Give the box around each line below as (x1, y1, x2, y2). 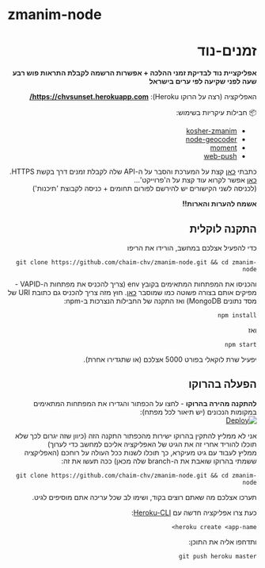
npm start (224, 340, 257, 348)
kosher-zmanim (186, 126, 237, 136)
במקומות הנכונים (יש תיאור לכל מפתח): (140, 407, 257, 416)
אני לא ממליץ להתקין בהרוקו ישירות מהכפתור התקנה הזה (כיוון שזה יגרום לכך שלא (14, 431, 257, 440)
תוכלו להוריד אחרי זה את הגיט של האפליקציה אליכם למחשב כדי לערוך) (47, 439, 257, 449)
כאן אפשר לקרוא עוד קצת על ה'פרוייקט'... (133, 175, 257, 185)
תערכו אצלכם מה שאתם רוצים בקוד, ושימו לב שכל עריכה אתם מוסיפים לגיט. (32, 492, 257, 501)
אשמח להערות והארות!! (182, 199, 257, 209)
